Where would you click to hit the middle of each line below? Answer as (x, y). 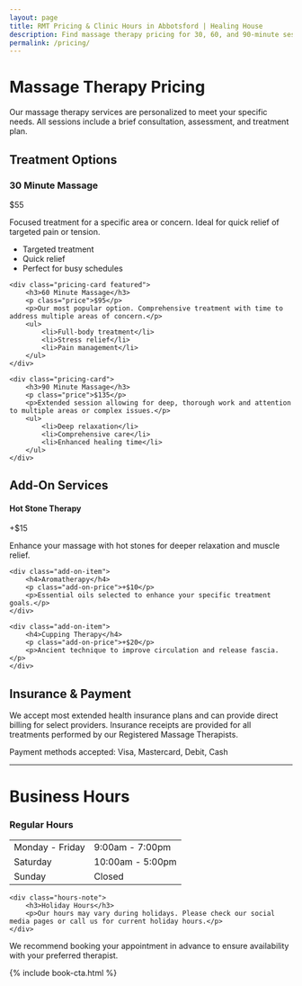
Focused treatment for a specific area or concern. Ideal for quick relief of (145, 222)
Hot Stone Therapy (45, 508)
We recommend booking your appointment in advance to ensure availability (149, 946)
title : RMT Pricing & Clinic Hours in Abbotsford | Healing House (136, 26)
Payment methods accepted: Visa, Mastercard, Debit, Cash (119, 752)
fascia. (265, 650)
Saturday (33, 862)
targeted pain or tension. (55, 231)
